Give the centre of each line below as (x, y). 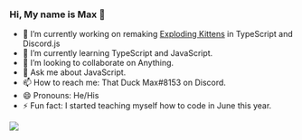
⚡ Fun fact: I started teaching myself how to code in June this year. (147, 106)
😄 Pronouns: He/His (61, 96)
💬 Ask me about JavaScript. (74, 72)
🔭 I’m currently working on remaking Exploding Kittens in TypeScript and (157, 34)
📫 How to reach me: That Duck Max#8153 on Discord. (124, 83)
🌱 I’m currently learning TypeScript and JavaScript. (118, 53)
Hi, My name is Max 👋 (57, 14)
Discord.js (41, 43)
